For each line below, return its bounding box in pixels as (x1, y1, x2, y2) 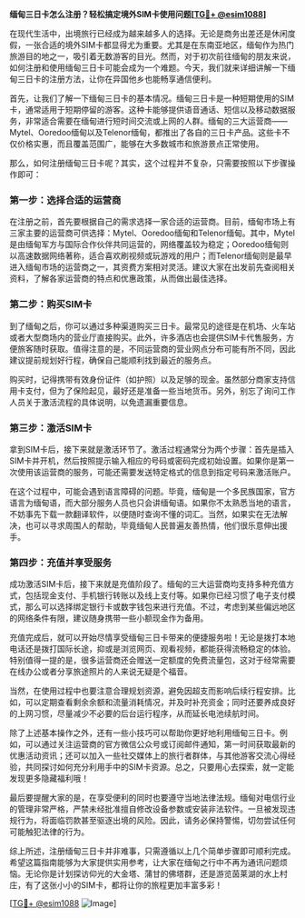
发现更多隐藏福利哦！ (9, 773, 89, 784)
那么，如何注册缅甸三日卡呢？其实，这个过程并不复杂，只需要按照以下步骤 (9, 158, 288, 168)
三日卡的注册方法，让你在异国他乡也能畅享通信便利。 (16, 74, 216, 85)
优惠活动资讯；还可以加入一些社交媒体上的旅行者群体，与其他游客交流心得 (9, 750, 288, 762)
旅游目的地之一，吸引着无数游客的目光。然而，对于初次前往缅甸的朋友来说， (9, 51, 296, 62)
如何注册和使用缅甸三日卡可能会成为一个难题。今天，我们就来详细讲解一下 (9, 63, 288, 73)
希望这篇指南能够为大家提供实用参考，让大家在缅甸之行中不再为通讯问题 (9, 857, 280, 868)
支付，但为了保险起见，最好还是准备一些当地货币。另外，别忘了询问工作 (25, 385, 296, 396)
